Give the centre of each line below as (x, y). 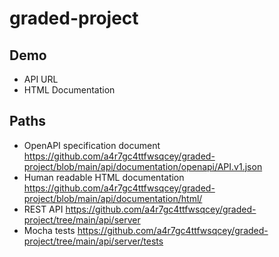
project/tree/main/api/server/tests (93, 241)
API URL (41, 79)
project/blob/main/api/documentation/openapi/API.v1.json (143, 166)
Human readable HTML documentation (104, 177)
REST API (43, 209)
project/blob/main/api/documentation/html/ (113, 198)
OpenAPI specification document (92, 145)
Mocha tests (49, 230)
